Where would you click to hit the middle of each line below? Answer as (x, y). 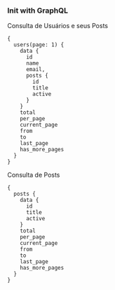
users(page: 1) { (39, 45)
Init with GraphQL (38, 11)
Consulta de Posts (34, 175)
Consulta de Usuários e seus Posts (58, 26)
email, (35, 70)
